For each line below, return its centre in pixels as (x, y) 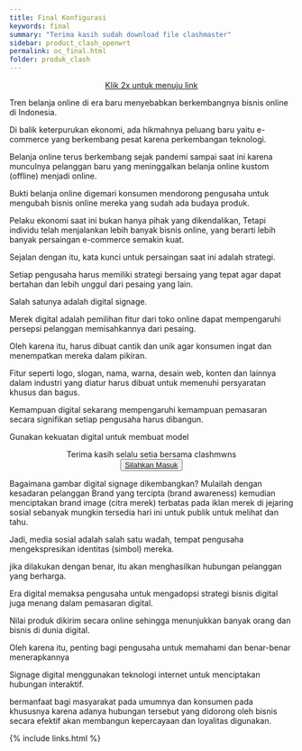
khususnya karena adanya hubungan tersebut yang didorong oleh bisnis (143, 711)
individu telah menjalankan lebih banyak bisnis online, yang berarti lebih (143, 230)
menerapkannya (40, 657)
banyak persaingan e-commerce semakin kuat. (97, 239)
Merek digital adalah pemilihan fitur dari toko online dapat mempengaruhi (145, 319)
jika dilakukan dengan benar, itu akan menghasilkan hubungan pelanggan (146, 566)
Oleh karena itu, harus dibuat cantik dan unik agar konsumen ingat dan (141, 346)
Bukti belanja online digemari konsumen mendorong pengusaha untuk (139, 193)
